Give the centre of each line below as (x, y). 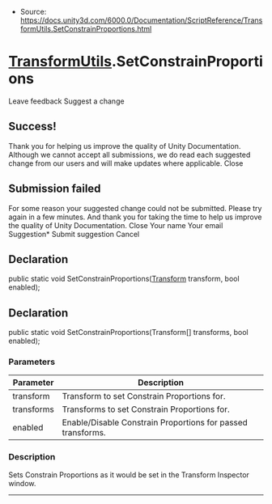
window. (22, 483)
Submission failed (55, 189)
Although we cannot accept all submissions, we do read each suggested (130, 155)
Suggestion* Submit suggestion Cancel (74, 234)
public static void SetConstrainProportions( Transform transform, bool (124, 279)
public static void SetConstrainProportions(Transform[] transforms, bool (128, 332)
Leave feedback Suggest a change (66, 101)
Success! (32, 127)
